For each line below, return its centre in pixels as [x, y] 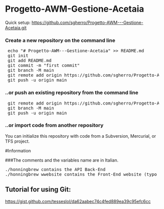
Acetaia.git [16, 27]
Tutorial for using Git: [38, 190]
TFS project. [18, 141]
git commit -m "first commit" [44, 65]
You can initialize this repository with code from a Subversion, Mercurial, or [81, 136]
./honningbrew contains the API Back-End [55, 169]
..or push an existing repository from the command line [72, 93]
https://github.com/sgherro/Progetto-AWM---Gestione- [87, 22]
